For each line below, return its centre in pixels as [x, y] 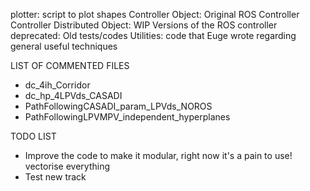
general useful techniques [64, 46]
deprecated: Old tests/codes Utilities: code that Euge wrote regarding [153, 35]
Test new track [55, 177]
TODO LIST [33, 136]
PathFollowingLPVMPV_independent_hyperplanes [127, 117]
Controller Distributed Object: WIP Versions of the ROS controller [144, 25]
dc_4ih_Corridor [57, 85]
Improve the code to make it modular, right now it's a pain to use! [158, 155]
